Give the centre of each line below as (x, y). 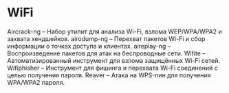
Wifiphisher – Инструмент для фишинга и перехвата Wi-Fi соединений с (112, 68)
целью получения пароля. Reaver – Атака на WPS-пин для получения (109, 75)
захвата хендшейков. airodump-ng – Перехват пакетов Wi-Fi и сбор (106, 38)
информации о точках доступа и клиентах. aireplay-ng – (89, 46)
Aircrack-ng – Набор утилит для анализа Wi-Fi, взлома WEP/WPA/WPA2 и (115, 31)
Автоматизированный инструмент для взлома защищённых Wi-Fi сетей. (114, 60)
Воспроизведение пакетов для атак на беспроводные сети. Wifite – (107, 53)
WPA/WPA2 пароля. (36, 82)
